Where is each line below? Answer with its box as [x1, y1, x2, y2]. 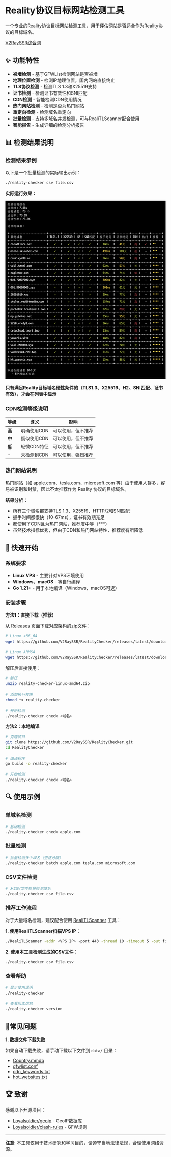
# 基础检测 [5, 824, 25, 829]
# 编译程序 [5, 755, 25, 761]
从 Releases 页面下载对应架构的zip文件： [5, 623, 92, 629]
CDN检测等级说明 [5, 405, 48, 412]
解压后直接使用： [5, 665, 41, 671]
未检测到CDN [21, 452, 49, 458]
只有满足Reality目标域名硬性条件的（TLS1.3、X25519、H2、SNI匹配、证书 [5, 385, 163, 391]
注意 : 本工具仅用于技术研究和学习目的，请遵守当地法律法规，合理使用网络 [5, 1140, 159, 1146]
